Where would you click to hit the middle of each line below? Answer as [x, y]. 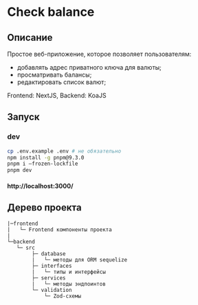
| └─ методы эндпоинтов [69, 284]
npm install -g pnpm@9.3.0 [46, 157]
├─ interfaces [52, 266]
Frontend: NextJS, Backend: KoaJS [57, 95]
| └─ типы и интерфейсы [69, 272]
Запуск [23, 117]
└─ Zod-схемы [62, 296]
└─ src [26, 248]
